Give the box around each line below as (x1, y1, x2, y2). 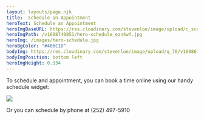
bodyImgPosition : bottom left (6, 54, 83, 60)
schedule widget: (6, 83, 50, 90)
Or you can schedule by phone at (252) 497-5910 (6, 106, 131, 113)
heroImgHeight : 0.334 (6, 60, 61, 66)
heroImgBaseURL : (6, 26, 47, 32)
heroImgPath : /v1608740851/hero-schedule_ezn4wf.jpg (6, 32, 143, 38)
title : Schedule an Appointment (6, 15, 91, 21)
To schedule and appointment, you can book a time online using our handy (6, 77, 193, 84)
